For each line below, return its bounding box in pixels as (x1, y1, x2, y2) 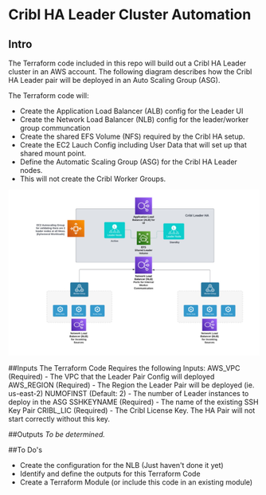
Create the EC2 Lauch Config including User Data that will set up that (19, 140, 247, 149)
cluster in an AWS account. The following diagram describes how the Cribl (8, 67, 252, 77)
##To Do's (8, 445, 42, 455)
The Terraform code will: (8, 91, 89, 100)
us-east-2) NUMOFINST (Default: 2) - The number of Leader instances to (8, 389, 249, 399)
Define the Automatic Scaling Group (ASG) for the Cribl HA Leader (19, 157, 237, 167)
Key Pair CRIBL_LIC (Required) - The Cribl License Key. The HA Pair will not (8, 406, 256, 415)
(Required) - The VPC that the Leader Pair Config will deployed (8, 372, 215, 382)
